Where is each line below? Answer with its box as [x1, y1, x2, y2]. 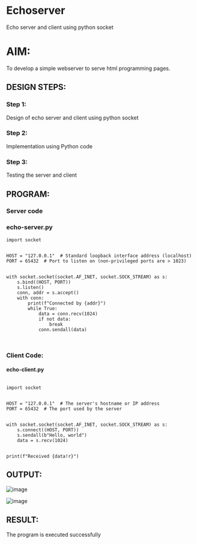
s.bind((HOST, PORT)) [17, 279, 71, 285]
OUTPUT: [6, 470, 42, 480]
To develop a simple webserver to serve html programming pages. [6, 65, 171, 72]
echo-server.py [6, 223, 53, 232]
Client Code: [6, 351, 44, 359]
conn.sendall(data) [38, 326, 87, 332]
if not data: [38, 316, 71, 322]
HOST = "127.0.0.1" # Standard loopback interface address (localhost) [6, 253, 192, 259]
